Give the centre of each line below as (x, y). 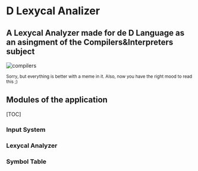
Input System (26, 129)
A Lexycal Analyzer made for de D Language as (95, 33)
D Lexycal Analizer (53, 11)
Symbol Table (26, 161)
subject (21, 51)
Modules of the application (57, 100)
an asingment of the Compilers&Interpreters (90, 42)
